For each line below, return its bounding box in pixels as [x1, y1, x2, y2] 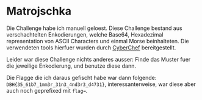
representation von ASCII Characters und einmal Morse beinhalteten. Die [6, 37, 189, 45]
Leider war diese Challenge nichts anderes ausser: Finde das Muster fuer [6, 55, 191, 63]
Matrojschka [6, 4, 72, 18]
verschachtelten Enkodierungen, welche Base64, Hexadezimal [6, 30, 164, 38]
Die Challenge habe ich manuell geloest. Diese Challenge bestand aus [6, 24, 182, 32]
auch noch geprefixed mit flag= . [6, 87, 88, 94]
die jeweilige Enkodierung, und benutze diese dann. [6, 62, 136, 70]
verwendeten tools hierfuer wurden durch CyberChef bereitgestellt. [6, 44, 176, 51]
